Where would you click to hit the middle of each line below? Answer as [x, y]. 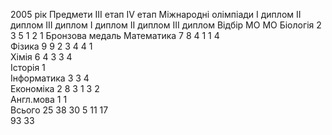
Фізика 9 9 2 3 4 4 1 [51, 46]
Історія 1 [28, 67]
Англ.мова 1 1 [39, 99]
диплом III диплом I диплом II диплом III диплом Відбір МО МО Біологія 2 [166, 25]
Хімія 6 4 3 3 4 [41, 57]
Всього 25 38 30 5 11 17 [59, 110]
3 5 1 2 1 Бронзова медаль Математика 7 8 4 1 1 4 [115, 35]
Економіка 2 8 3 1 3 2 [55, 88]
